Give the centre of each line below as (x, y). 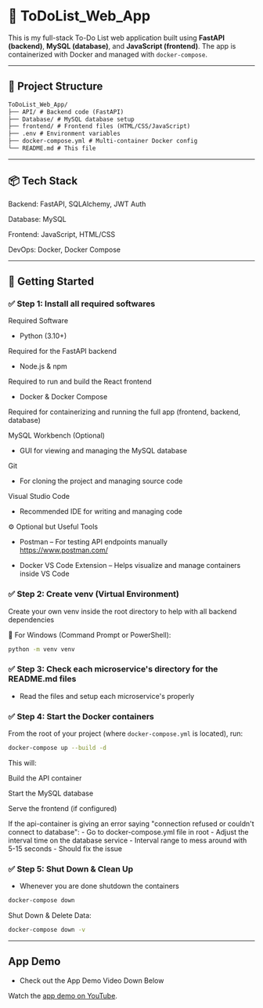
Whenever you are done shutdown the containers (99, 886)
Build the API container (45, 778)
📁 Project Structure (56, 87)
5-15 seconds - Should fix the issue (65, 849)
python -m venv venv (42, 649)
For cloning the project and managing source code (101, 481)
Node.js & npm (43, 366)
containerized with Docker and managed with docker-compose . (108, 54)
